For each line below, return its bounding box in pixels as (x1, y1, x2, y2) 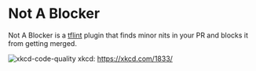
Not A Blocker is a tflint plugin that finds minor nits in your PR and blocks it (8, 30, 249, 40)
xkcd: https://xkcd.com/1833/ (77, 54, 173, 63)
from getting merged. (8, 38, 77, 48)
